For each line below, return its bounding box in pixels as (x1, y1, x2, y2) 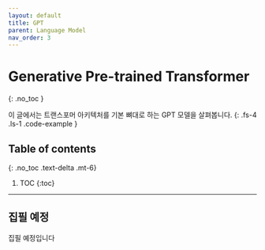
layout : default (8, 11, 62, 20)
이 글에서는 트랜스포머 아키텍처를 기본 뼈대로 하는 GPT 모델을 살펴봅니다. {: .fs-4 (8, 110, 257, 119)
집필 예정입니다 (8, 233, 55, 242)
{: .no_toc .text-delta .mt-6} (8, 163, 97, 172)
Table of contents (8, 142, 96, 155)
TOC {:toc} (19, 179, 55, 187)
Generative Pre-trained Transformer (8, 68, 250, 85)
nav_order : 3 (8, 33, 51, 42)
